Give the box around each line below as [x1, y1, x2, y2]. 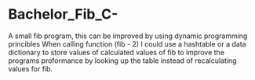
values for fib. [8, 64, 53, 73]
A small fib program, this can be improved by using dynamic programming [8, 31, 248, 40]
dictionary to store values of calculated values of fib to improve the [8, 47, 225, 57]
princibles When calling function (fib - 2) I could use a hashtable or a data [8, 39, 246, 48]
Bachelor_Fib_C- [8, 5, 118, 23]
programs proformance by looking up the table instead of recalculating [8, 56, 237, 65]
